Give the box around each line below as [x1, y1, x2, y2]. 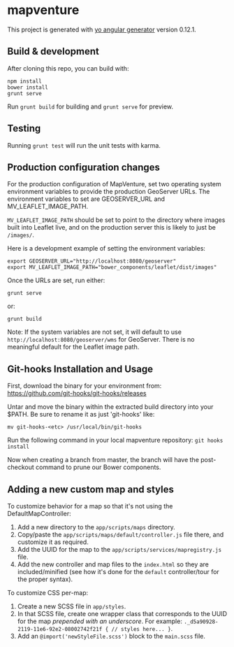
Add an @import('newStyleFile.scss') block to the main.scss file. [17, 632, 206, 640]
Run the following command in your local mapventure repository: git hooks [7, 436, 224, 445]
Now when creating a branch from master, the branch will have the [7, 456, 199, 464]
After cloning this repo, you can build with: [7, 64, 129, 72]
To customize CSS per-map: [7, 589, 89, 597]
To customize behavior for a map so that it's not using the [7, 502, 173, 510]
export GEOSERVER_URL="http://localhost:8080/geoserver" [7, 258, 177, 265]
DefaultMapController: [7, 510, 71, 517]
